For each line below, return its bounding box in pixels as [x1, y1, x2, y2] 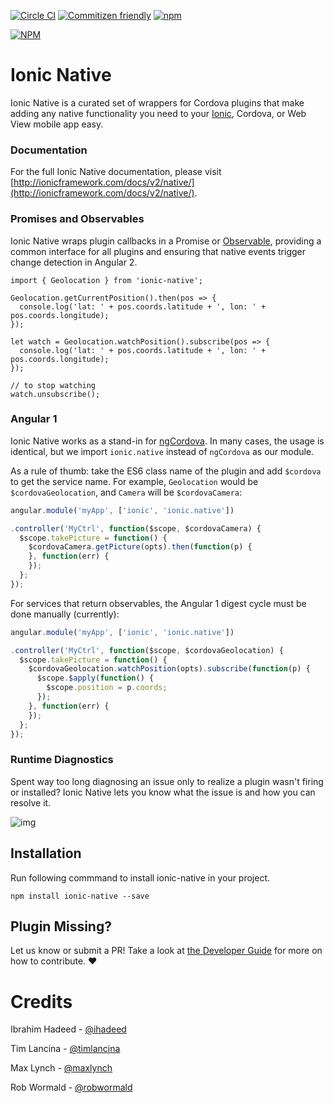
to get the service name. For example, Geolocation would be [10, 475, 259, 487]
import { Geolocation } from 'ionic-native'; [10, 275, 203, 285]
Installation [10, 845, 82, 862]
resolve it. [10, 796, 52, 809]
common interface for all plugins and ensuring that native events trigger [10, 245, 307, 257]
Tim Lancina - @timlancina [10, 1043, 121, 1055]
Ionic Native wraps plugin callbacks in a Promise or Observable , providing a [10, 235, 322, 247]
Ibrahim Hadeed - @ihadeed [10, 1023, 127, 1035]
